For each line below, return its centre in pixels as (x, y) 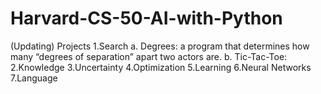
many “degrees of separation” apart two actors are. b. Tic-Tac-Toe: (149, 56)
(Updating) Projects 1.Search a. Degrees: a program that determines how (160, 46)
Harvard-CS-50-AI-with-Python (146, 18)
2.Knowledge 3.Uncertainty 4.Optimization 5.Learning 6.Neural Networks (161, 67)
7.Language (34, 78)
